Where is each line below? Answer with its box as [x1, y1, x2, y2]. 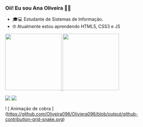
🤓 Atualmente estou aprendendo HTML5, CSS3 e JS [12, 24, 120, 30]
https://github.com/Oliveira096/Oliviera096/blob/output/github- [6, 111, 138, 117]
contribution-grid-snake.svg [5, 116, 63, 122]
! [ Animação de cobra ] [5, 105, 54, 112]
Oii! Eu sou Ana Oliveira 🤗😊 [5, 5, 71, 12]
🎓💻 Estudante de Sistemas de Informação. [12, 16, 103, 22]
